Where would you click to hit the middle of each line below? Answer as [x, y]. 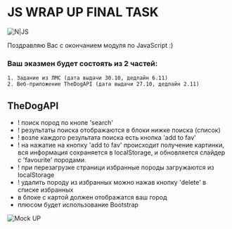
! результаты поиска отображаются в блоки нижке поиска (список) [119, 130]
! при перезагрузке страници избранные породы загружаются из [116, 168]
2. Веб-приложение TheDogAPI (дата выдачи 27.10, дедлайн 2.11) [103, 84]
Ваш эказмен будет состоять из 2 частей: [83, 63]
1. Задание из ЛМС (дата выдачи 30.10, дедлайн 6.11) [88, 78]
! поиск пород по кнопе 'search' [65, 123]
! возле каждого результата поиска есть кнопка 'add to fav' [107, 138]
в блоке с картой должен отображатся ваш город [92, 197]
